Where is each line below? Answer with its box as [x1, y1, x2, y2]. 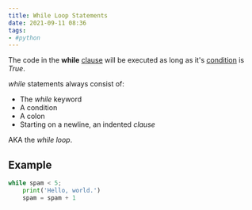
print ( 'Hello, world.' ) [22, 186, 101, 194]
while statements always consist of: [8, 79, 125, 89]
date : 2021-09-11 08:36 [8, 19, 87, 27]
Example [8, 158, 52, 171]
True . [8, 64, 25, 74]
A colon [19, 112, 45, 121]
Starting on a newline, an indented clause [19, 120, 156, 129]
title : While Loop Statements [8, 11, 109, 20]
